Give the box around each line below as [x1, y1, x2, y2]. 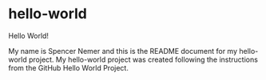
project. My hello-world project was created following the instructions [28, 55, 258, 64]
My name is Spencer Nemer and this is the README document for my [8, 46, 238, 55]
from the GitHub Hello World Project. [8, 63, 129, 72]
